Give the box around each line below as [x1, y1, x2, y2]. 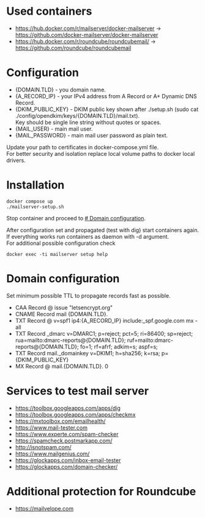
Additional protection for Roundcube [6, 484, 196, 498]
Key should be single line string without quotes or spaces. [15, 118, 162, 126]
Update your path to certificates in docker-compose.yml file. [6, 143, 159, 151]
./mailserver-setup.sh [6, 204, 64, 210]
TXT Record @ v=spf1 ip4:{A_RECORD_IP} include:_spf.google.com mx [15, 317, 194, 324]
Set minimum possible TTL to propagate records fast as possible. [6, 292, 171, 299]
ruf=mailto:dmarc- [127, 336, 173, 344]
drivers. [6, 157, 26, 164]
